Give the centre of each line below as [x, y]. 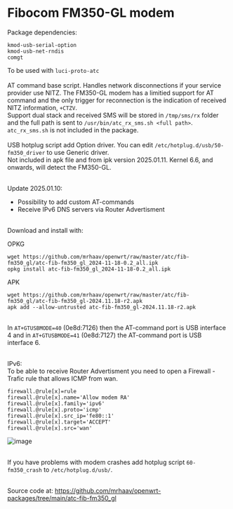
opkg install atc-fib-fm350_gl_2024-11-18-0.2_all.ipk [89, 269]
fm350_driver [26, 153]
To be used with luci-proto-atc [53, 70]
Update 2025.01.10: [35, 188]
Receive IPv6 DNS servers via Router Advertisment [91, 209]
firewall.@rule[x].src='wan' [50, 428]
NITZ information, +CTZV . [42, 107]
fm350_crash [25, 470]
